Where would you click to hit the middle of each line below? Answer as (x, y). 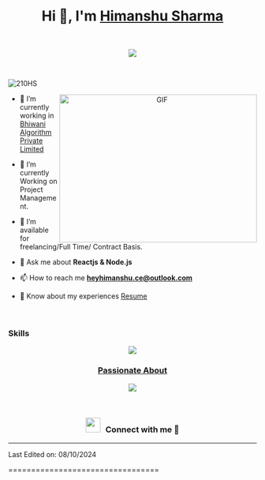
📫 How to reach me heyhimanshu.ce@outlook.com (106, 277)
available (34, 230)
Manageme (38, 197)
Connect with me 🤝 (142, 429)
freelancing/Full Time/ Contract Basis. (81, 246)
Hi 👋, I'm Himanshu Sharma (132, 16)
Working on (38, 181)
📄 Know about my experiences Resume (83, 296)
